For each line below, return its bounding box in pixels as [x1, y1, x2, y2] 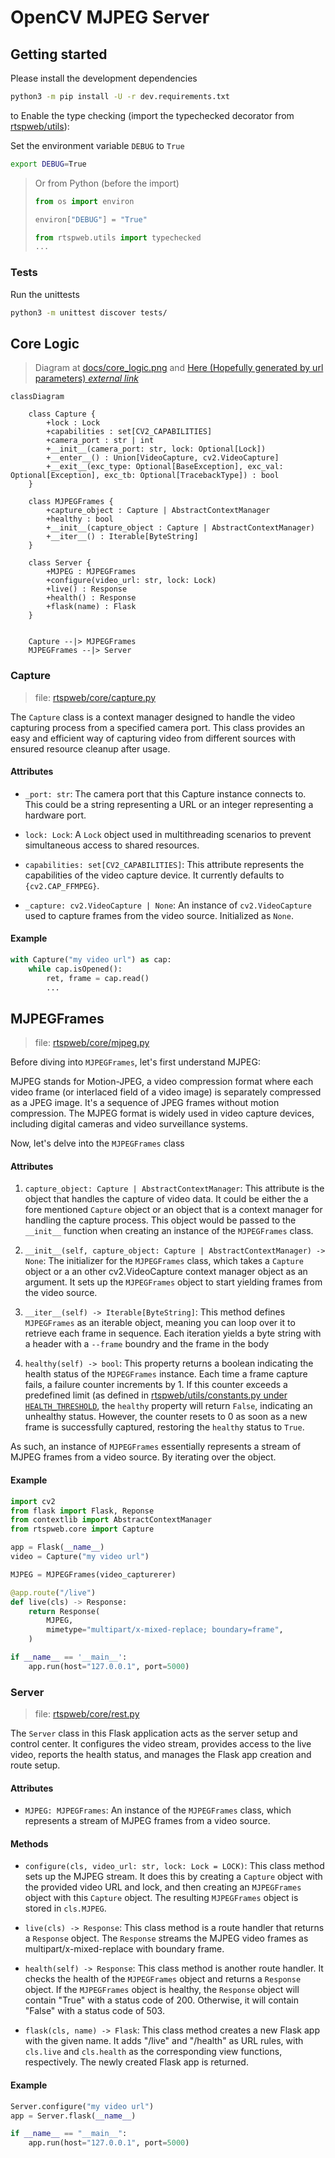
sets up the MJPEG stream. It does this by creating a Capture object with [24, 1871, 323, 1883]
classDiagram [10, 392, 65, 402]
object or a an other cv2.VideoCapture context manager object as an [24, 1266, 308, 1278]
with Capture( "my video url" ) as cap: [10, 954, 172, 965]
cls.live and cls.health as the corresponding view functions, [24, 2046, 283, 2058]
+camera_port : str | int [46, 436, 155, 446]
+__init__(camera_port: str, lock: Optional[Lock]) [46, 444, 267, 455]
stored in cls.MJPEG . [24, 1902, 107, 1915]
